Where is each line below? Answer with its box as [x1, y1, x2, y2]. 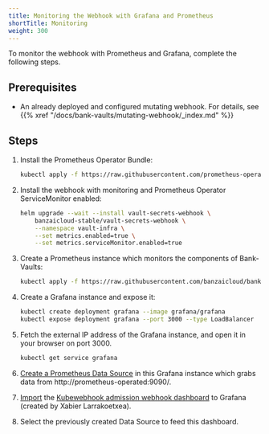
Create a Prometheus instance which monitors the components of [19, 254, 238, 264]
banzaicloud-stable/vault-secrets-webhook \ [35, 216, 186, 225]
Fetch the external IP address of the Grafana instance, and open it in [19, 330, 247, 339]
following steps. [8, 57, 61, 67]
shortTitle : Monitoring [8, 19, 88, 27]
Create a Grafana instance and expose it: [19, 293, 156, 302]
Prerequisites [8, 80, 77, 94]
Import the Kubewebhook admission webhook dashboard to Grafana [19, 392, 247, 402]
